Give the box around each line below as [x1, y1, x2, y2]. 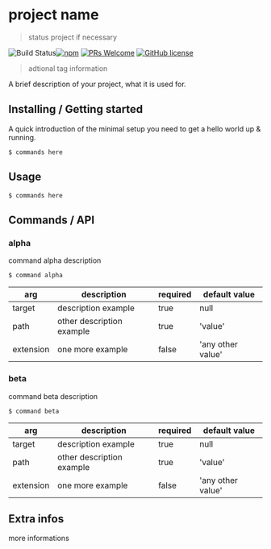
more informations [8, 534, 70, 543]
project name [8, 6, 99, 24]
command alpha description [8, 256, 102, 265]
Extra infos [8, 512, 65, 526]
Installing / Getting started [8, 102, 144, 116]
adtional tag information [27, 63, 108, 73]
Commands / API [8, 213, 95, 227]
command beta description [8, 391, 98, 401]
